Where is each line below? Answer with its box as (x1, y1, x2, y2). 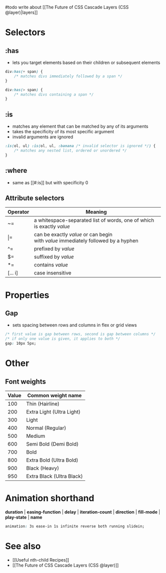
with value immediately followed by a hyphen (34, 237, 139, 244)
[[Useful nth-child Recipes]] (12, 557, 69, 563)
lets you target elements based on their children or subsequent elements (12, 59, 161, 65)
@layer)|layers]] (5, 9, 38, 15)
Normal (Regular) (26, 424, 67, 431)
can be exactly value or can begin (34, 231, 113, 238)
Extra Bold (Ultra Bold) (26, 457, 79, 464)
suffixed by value (34, 254, 74, 260)
